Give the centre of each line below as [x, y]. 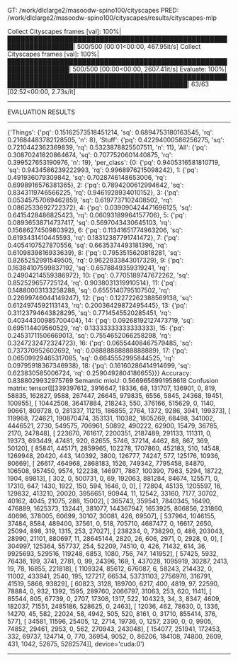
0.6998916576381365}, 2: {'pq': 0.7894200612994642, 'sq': [96, 185]
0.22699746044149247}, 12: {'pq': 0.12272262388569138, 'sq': [100, 298]
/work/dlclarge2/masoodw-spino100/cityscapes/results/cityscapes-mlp [112, 18]
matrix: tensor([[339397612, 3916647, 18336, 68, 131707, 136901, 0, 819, [112, 388]
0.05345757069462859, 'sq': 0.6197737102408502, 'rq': [90, 200]
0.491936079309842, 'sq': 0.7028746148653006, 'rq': [87, 177]
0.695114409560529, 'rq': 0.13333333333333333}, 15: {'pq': [96, 328]
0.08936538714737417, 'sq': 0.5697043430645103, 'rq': [89, 223]
